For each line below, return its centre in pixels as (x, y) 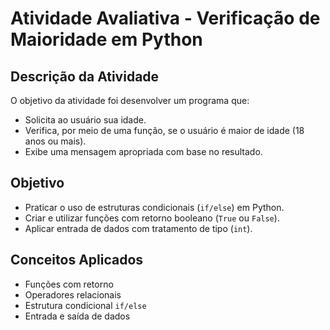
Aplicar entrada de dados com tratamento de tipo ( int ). (138, 228)
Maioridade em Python (106, 39)
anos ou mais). (55, 141)
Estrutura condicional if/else (85, 305)
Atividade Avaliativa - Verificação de (165, 18)
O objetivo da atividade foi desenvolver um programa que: (130, 100)
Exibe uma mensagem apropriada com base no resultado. (143, 151)
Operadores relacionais (73, 294)
